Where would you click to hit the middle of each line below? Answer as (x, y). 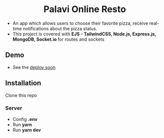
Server (14, 108)
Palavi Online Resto (85, 9)
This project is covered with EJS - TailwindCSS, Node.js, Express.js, (84, 34)
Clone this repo (21, 95)
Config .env (25, 119)
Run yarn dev (27, 130)
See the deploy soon (34, 67)
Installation (23, 83)
